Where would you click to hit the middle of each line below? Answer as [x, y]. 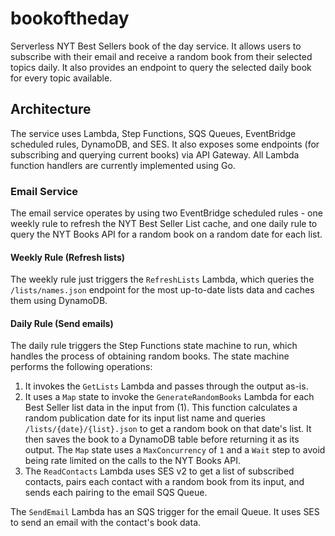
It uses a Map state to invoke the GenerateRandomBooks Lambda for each [169, 397]
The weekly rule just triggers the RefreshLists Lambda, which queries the [162, 279]
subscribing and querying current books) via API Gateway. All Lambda [155, 154]
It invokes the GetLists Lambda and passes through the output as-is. [166, 386]
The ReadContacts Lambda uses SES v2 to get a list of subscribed [159, 471]
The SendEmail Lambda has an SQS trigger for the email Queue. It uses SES [165, 512]
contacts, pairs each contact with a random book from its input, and [164, 482]
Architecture [51, 109]
